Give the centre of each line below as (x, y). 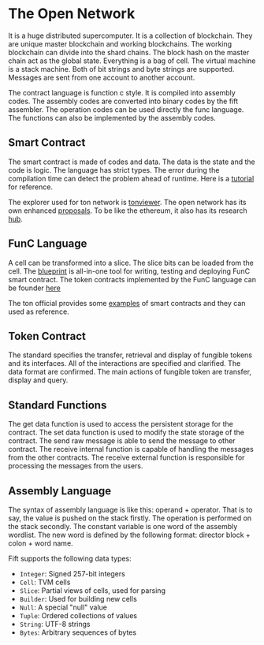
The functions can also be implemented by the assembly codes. (112, 117)
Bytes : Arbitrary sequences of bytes (78, 632)
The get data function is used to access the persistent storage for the (121, 424)
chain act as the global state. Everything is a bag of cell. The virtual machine (132, 61)
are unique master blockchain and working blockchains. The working (120, 43)
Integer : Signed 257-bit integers (73, 574)
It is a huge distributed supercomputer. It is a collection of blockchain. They (130, 35)
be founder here (34, 288)
